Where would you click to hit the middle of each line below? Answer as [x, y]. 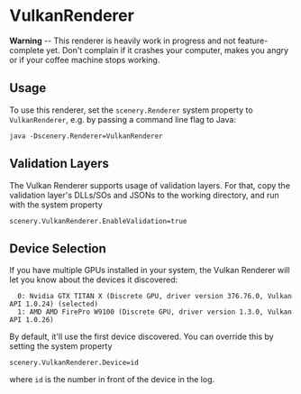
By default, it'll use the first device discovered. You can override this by [141, 337]
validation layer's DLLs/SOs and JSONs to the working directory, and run [144, 195]
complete [27, 50]
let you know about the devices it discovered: [94, 279]
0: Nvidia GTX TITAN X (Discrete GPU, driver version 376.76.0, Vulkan [155, 297]
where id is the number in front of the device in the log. [112, 380]
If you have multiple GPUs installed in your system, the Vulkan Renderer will [150, 270]
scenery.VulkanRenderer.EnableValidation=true [98, 221]
